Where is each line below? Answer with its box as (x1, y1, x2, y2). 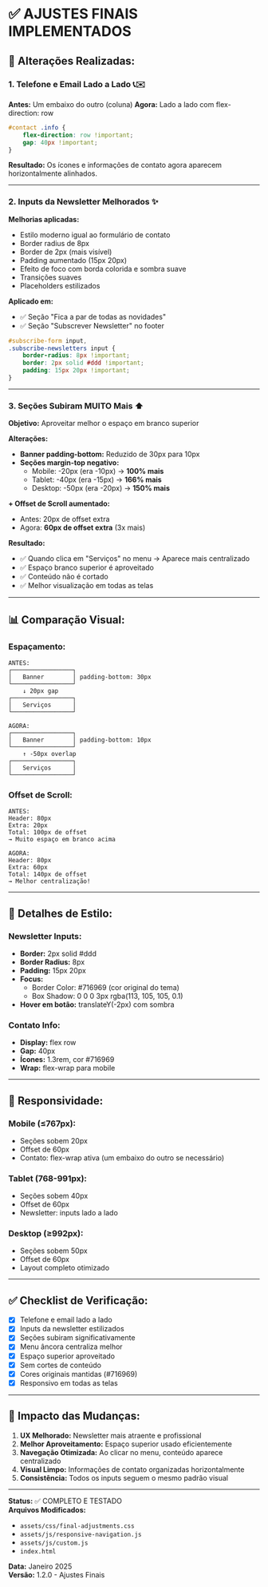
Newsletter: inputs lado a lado (19, 1208, 118, 1218)
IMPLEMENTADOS (8, 22, 132, 41)
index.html (19, 1547, 57, 1555)
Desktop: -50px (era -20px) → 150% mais (31, 483, 170, 493)
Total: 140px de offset (8, 870, 88, 879)
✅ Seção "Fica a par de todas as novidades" (19, 312, 166, 321)
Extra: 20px (8, 821, 48, 829)
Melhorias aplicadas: (8, 214, 80, 224)
